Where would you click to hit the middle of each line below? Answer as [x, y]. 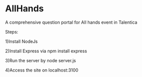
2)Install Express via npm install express [46, 51]
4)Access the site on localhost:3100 [42, 70]
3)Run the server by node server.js [40, 60]
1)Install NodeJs [22, 41]
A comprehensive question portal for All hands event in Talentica [71, 22]
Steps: [12, 32]
